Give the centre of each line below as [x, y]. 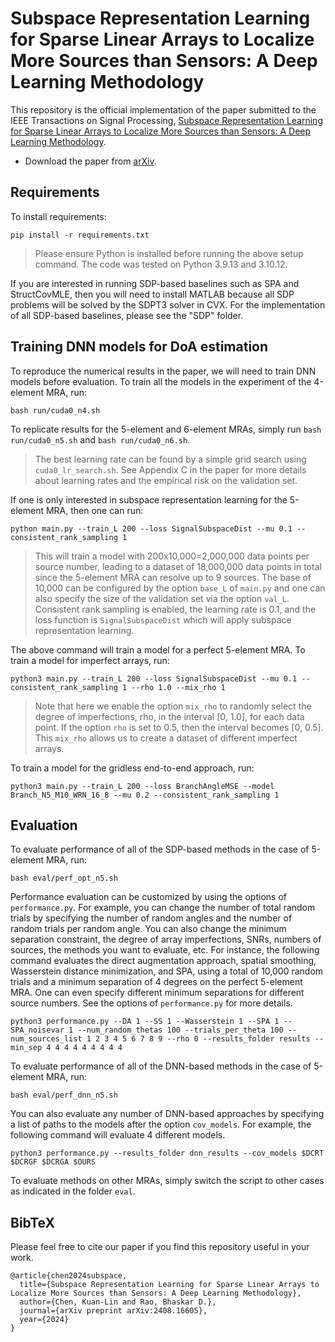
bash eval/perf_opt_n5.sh [64, 878]
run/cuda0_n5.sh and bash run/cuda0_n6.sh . [100, 439]
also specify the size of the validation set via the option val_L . [162, 598]
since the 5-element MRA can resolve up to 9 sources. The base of [173, 577]
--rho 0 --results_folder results [238, 1039]
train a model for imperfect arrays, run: [90, 660]
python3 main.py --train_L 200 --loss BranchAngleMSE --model [142, 786]
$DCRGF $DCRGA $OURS [53, 1162]
